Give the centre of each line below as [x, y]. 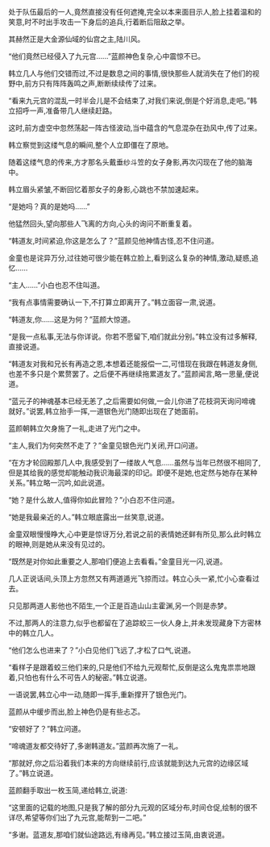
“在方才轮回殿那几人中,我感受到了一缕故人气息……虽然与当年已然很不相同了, [135, 463]
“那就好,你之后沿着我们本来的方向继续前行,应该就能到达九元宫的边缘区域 [129, 763]
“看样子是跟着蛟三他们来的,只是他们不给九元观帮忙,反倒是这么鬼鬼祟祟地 [129, 667]
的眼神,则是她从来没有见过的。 [59, 544]
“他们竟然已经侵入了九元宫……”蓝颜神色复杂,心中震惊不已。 [107, 56]
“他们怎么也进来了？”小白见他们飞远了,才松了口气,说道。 [102, 650]
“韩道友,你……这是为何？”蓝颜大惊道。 [72, 319]
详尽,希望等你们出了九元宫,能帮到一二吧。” [77, 818]
